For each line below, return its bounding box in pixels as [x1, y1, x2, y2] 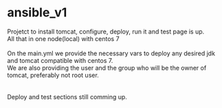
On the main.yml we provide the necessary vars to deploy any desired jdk [7, 49, 215, 57]
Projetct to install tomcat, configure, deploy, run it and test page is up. [7, 27, 205, 36]
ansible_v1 [7, 5, 67, 21]
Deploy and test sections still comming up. [7, 92, 127, 100]
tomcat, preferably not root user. [7, 70, 100, 79]
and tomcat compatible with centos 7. [7, 56, 113, 64]
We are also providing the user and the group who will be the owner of [7, 64, 207, 72]
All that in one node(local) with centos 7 [7, 34, 120, 42]
